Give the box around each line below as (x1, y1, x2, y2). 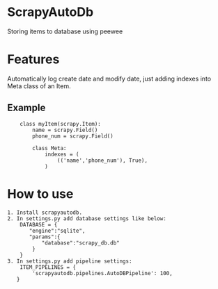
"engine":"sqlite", (29, 227, 86, 234)
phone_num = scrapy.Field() (32, 133, 114, 140)
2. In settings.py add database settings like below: (7, 215, 167, 222)
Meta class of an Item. (7, 81, 71, 90)
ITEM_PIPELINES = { (20, 263, 77, 271)
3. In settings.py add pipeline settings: (7, 258, 132, 265)
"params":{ (29, 233, 61, 240)
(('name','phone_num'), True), (56, 157, 148, 164)
